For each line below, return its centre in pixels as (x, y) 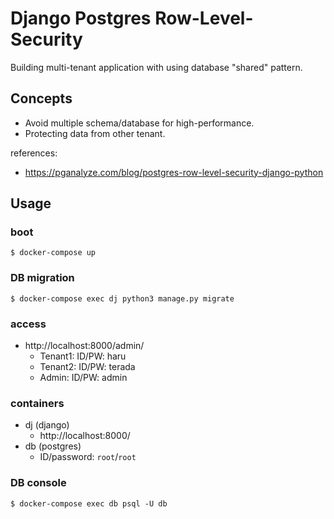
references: (34, 153)
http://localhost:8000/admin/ (84, 346)
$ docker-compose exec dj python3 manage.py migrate (122, 298)
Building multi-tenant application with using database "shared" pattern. (156, 67)
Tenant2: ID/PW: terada (87, 367)
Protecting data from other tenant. (95, 133)
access (28, 324)
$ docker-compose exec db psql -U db (89, 503)
